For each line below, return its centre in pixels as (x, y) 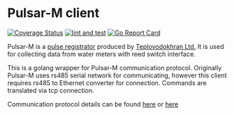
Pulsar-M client (54, 13)
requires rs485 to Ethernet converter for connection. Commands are (107, 82)
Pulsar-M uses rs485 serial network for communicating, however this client (117, 75)
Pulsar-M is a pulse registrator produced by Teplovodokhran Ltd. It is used (116, 46)
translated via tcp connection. (51, 90)
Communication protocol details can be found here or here (93, 104)
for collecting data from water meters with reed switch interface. (102, 54)
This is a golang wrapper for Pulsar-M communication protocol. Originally (115, 67)
